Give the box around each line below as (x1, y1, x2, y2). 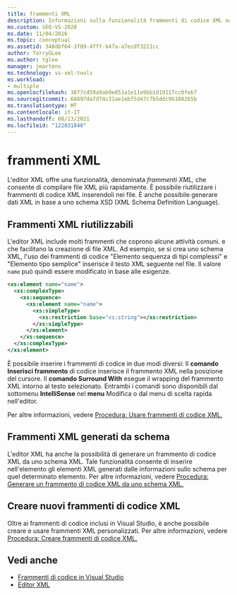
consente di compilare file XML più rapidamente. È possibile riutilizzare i (7, 183, 217, 191)
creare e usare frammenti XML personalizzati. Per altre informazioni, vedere (7, 527, 228, 535)
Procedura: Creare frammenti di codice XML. (7, 534, 138, 542)
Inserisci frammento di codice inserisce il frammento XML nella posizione (7, 366, 224, 375)
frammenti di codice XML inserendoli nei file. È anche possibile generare (7, 191, 218, 199)
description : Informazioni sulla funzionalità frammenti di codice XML (7, 17, 222, 24)
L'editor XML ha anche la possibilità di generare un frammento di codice (7, 450, 217, 458)
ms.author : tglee (7, 56, 59, 64)
